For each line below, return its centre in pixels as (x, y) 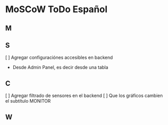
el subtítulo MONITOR (28, 101)
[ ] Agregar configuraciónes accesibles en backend (59, 57)
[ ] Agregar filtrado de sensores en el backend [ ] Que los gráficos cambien (84, 96)
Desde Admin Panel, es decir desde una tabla (60, 68)
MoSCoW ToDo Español (57, 9)
